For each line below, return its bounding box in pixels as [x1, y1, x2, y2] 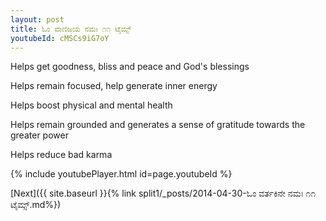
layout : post [10, 14, 65, 25]
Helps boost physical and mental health [10, 99, 173, 111]
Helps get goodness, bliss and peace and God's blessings [10, 61, 250, 73]
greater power [10, 129, 69, 141]
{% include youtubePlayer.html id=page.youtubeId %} [10, 168, 233, 180]
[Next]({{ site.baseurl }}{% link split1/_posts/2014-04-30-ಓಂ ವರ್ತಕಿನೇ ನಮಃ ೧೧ [10, 187, 317, 200]
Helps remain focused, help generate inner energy [10, 80, 218, 92]
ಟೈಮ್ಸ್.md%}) [10, 199, 62, 211]
